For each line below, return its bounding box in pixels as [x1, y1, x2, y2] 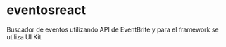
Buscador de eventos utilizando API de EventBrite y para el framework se [6, 25, 219, 34]
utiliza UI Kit [6, 32, 42, 41]
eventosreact [6, 2, 87, 18]
